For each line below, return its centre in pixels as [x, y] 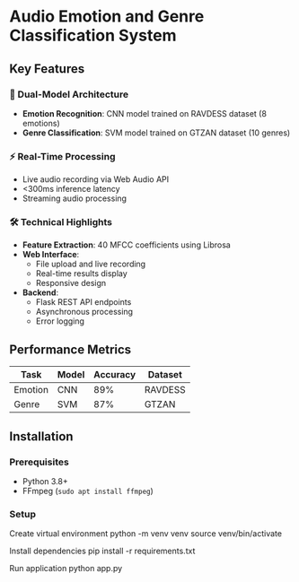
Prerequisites [39, 462]
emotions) [41, 123]
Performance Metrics [70, 349]
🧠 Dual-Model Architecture [69, 94]
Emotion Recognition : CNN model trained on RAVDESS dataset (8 [145, 113]
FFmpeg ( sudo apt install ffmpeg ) [88, 491]
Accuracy [115, 375]
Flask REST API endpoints [84, 302]
